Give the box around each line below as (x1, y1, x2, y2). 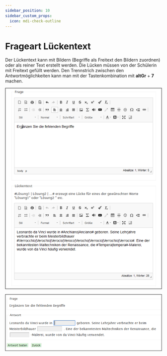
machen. (5, 78, 23, 84)
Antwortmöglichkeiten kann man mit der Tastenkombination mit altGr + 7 (5, 73, 154, 79)
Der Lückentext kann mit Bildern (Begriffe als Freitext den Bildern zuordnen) (5, 57, 161, 63)
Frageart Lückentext (5, 40, 91, 52)
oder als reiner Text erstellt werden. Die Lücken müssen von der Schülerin (5, 62, 157, 68)
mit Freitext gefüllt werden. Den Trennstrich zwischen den (5, 68, 124, 74)
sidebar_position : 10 (5, 8, 50, 13)
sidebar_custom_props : (5, 13, 52, 18)
